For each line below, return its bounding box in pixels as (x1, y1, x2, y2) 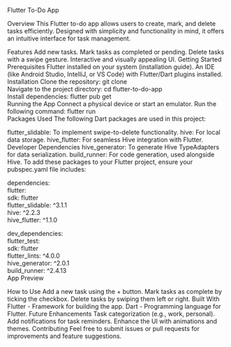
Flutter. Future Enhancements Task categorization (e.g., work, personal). (7, 310, 215, 318)
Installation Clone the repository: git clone (7, 77, 128, 86)
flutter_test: (7, 237, 40, 245)
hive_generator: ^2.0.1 (7, 259, 70, 267)
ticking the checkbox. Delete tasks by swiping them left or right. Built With (7, 295, 220, 303)
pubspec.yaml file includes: (7, 165, 87, 173)
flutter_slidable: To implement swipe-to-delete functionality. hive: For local (7, 128, 221, 136)
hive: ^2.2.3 (7, 209, 40, 216)
